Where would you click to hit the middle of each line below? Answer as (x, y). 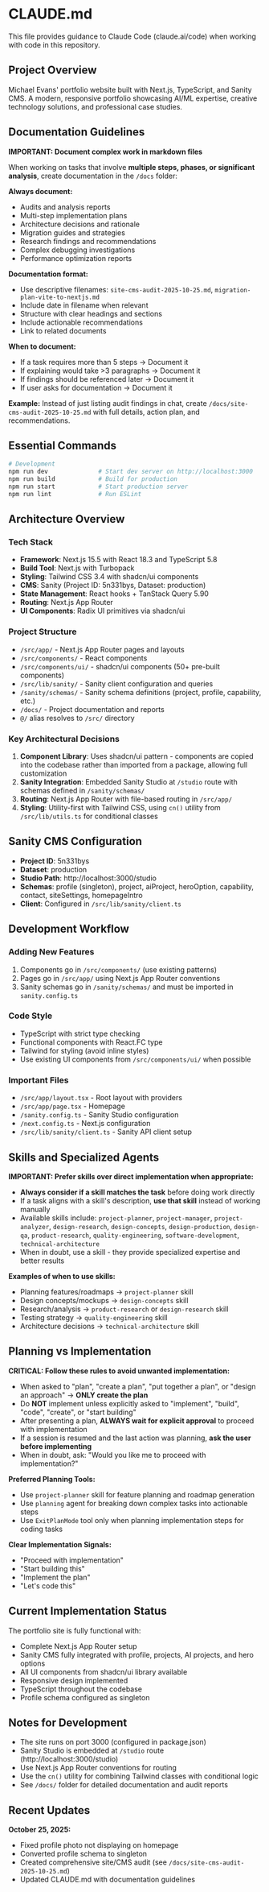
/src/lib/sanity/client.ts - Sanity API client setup (106, 1132)
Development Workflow (69, 929)
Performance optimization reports (76, 258)
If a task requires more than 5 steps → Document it (104, 362)
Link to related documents (63, 330)
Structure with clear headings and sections (91, 313)
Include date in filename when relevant (84, 305)
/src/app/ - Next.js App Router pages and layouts (102, 649)
